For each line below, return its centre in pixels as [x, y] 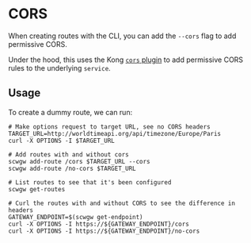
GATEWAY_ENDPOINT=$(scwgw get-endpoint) [76, 217]
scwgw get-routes [37, 189]
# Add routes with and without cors [68, 154]
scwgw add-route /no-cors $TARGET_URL [72, 168]
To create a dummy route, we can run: [70, 112]
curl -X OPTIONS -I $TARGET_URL [61, 141]
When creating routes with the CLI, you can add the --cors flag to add [122, 36]
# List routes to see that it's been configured [90, 182]
